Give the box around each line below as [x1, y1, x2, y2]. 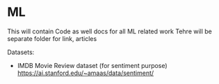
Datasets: [7, 48, 35, 56]
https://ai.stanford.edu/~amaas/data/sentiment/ [17, 69, 154, 77]
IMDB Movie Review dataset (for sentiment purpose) [17, 61, 168, 69]
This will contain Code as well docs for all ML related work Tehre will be [7, 27, 212, 35]
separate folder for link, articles [7, 34, 97, 42]
